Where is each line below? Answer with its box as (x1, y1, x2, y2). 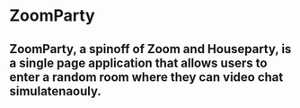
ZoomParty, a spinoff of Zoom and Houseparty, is (9, 41, 292, 57)
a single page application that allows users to (9, 55, 268, 70)
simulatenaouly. (9, 83, 101, 99)
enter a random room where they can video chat (9, 69, 284, 85)
